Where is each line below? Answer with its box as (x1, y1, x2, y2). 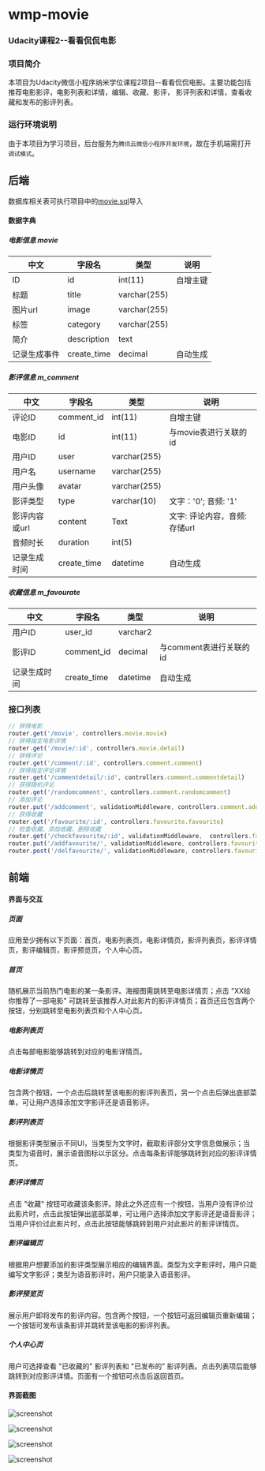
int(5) (111, 537, 132, 548)
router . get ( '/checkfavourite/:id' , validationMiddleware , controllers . (8, 833, 252, 840)
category (67, 319, 101, 330)
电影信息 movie (8, 235, 58, 245)
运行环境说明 (8, 119, 58, 130)
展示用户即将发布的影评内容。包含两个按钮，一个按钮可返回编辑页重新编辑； (8, 1310, 257, 1319)
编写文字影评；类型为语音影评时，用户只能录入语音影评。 (8, 1269, 195, 1279)
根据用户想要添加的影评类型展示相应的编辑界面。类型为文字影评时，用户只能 (8, 1260, 257, 1269)
